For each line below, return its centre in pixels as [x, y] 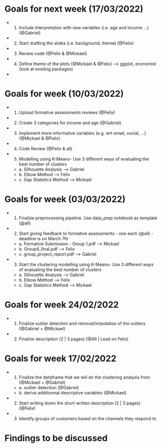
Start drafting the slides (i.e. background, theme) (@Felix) [76, 43]
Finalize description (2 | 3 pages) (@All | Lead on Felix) [74, 339]
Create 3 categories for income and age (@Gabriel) [70, 123]
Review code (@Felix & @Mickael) [53, 53]
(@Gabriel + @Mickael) [42, 328]
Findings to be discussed [56, 438]
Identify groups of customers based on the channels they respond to [88, 418]
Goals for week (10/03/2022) [64, 94]
